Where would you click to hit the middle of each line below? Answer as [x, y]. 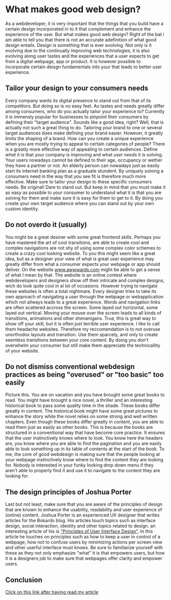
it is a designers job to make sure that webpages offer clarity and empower [84, 558]
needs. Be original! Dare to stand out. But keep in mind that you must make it [85, 187]
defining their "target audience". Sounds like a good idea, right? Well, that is [84, 122]
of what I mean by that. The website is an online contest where [71, 275]
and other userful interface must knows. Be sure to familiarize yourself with [84, 548]
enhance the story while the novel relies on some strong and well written [81, 417]
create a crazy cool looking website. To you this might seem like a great [80, 253]
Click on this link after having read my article [52, 592]
